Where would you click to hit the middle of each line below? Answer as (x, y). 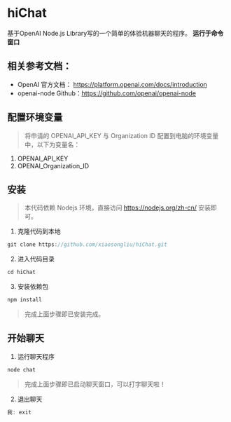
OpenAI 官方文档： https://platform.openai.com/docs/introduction (112, 84)
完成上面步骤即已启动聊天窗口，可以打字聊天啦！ (95, 384)
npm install (24, 300)
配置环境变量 (35, 117)
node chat (22, 369)
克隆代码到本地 (39, 231)
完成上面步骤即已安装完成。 (64, 314)
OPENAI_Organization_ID (53, 165)
